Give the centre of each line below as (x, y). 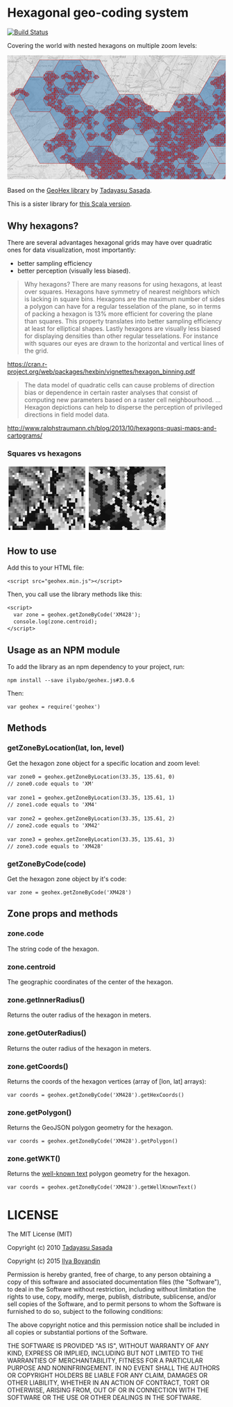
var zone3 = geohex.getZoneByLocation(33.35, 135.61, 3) (91, 839)
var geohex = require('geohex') (54, 707)
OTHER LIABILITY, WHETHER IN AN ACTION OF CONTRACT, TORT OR (108, 1383)
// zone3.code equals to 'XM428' (55, 846)
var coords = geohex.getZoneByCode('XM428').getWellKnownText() (102, 1187)
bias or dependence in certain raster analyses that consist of (111, 393)
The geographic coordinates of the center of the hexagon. (90, 982)
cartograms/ (25, 435)
